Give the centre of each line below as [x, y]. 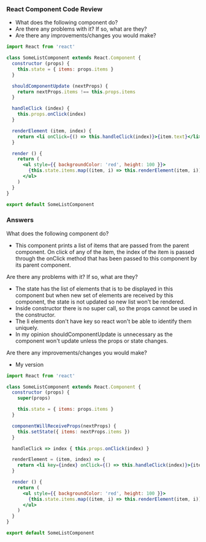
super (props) [34, 398]
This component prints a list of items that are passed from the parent [102, 245]
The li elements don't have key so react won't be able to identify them [103, 321]
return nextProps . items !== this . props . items [77, 92]
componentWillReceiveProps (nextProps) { [64, 426]
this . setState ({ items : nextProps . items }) [74, 432]
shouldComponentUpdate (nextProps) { [60, 86]
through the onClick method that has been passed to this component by [106, 258]
